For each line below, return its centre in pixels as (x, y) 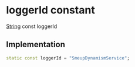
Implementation (36, 45)
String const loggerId (32, 26)
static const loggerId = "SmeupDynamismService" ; (68, 58)
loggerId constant (50, 10)
